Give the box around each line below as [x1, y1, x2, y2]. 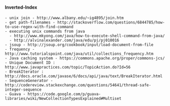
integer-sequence [5, 87, 42, 92]
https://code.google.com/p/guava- [27, 92, 101, 97]
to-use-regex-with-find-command [5, 25, 74, 30]
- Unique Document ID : [5, 60, 56, 66]
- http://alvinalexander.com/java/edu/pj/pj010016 [9, 38, 119, 43]
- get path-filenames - [5, 20, 56, 25]
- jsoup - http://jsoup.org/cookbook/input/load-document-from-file [5, 43, 154, 48]
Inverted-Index [5, 4, 38, 10]
